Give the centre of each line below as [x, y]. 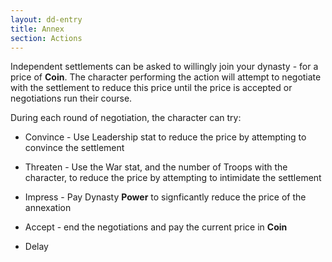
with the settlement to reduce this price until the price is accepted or [151, 88]
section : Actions [46, 38]
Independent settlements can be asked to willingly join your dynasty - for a [164, 67]
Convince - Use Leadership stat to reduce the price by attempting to [165, 137]
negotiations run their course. [71, 98]
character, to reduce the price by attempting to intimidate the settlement [173, 178]
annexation [48, 208]
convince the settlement [74, 148]
